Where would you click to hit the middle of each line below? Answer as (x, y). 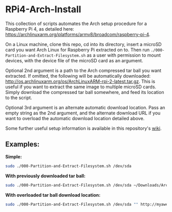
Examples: (23, 144)
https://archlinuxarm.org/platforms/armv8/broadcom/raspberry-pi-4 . (78, 34)
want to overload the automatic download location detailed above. (75, 118)
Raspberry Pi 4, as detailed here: (40, 29)
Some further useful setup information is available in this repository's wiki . (84, 128)
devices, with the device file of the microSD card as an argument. (74, 60)
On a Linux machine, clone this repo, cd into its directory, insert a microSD (84, 44)
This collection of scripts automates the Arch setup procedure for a (76, 23)
